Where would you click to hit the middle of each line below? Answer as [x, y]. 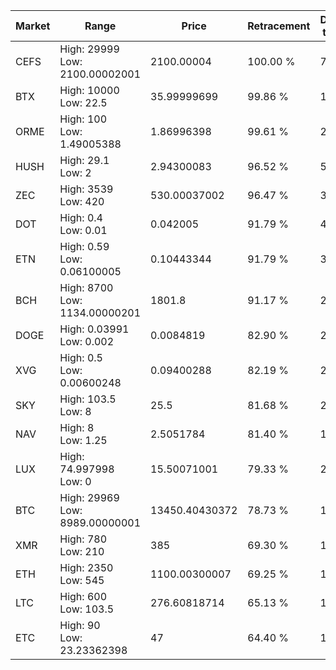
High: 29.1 [84, 160]
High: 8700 [86, 287]
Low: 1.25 [83, 440]
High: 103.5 [88, 399]
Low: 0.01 [83, 230]
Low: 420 [82, 201]
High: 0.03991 [94, 329]
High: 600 [83, 596]
